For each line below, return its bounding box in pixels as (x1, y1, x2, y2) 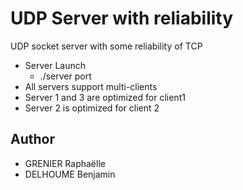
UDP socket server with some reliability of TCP (10, 40, 203, 52)
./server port (39, 70, 92, 82)
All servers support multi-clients (24, 80, 158, 92)
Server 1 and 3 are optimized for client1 (24, 91, 186, 103)
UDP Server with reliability (10, 7, 234, 30)
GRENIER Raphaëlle (24, 157, 106, 169)
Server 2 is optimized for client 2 (24, 102, 160, 114)
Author (10, 131, 55, 148)
